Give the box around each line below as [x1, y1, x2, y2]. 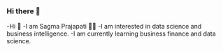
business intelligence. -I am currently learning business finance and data [6, 29, 216, 38]
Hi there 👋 [6, 6, 41, 16]
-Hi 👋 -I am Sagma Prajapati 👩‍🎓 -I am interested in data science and [6, 22, 202, 31]
